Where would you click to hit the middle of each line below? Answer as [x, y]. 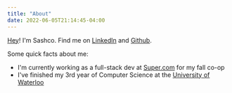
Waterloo [31, 82]
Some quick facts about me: [48, 54]
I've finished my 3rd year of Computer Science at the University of [114, 75]
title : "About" [30, 14]
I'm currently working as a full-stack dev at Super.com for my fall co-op [121, 67]
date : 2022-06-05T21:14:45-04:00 [56, 20]
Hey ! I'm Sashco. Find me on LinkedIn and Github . [80, 40]
